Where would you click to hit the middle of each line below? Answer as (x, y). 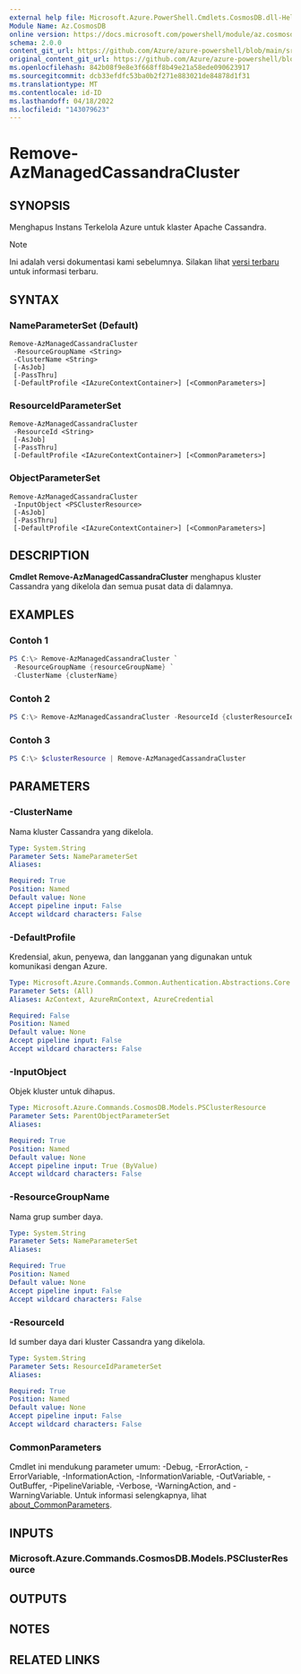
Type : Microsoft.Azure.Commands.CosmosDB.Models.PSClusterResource (138, 1108)
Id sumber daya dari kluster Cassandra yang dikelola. (107, 1341)
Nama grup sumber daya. (56, 1217)
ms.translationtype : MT (54, 84)
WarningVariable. (41, 1496)
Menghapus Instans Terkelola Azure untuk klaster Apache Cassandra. (138, 227)
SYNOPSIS (40, 206)
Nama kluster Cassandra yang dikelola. (82, 831)
